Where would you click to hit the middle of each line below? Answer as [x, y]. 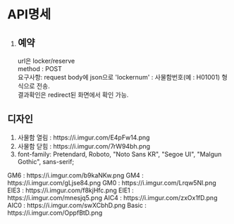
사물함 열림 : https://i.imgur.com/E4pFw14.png [84, 137]
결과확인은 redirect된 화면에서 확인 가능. [73, 95]
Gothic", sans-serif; [46, 161]
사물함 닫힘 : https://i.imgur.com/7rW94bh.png [84, 146]
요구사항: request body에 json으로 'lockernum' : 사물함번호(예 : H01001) [119, 77]
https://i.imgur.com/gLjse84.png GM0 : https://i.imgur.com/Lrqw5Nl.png [112, 182]
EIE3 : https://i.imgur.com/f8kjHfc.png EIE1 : [70, 190]
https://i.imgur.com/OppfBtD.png [55, 213]
